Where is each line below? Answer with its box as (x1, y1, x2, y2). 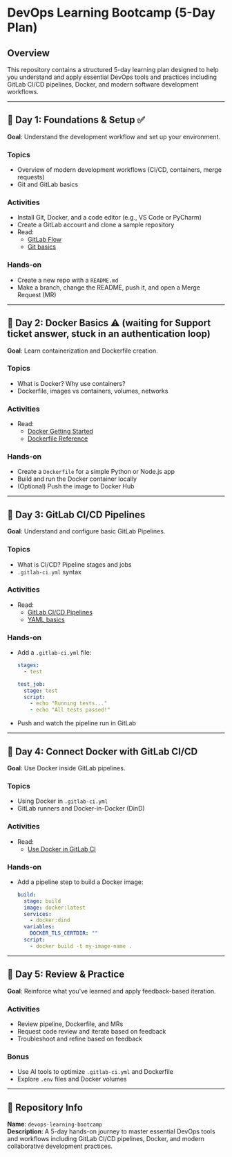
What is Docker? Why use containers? (17, 379, 126, 387)
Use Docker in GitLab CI (27, 845, 97, 853)
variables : (23, 924, 55, 930)
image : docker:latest (23, 904, 86, 911)
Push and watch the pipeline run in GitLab (17, 719, 137, 727)
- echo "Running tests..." (30, 700, 108, 707)
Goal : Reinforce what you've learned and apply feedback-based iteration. (7, 987, 216, 995)
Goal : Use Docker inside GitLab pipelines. (7, 764, 126, 772)
